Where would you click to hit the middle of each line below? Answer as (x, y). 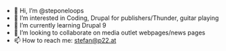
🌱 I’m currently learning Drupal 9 (60, 25)
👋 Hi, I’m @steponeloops (49, 11)
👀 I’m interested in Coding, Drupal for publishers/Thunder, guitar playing (116, 18)
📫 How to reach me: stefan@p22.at (65, 40)
